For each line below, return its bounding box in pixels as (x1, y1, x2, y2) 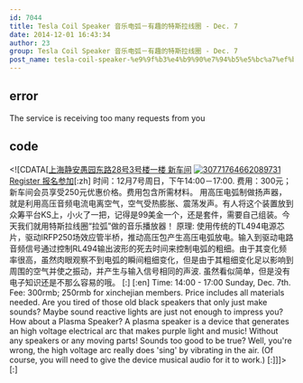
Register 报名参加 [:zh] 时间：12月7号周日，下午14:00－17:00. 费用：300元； (9, 175, 291, 186)
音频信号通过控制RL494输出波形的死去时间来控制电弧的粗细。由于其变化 (9, 243, 280, 254)
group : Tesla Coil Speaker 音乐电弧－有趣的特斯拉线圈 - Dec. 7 (9, 47, 239, 56)
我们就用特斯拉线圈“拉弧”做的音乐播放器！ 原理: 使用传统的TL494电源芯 (16, 220, 285, 231)
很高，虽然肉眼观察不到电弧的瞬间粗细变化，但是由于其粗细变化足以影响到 (16, 254, 294, 265)
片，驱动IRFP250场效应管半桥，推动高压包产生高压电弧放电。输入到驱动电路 (9, 231, 294, 242)
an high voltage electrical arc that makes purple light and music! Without (9, 325, 279, 336)
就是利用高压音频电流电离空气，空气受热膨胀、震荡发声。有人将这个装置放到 (9, 198, 294, 209)
